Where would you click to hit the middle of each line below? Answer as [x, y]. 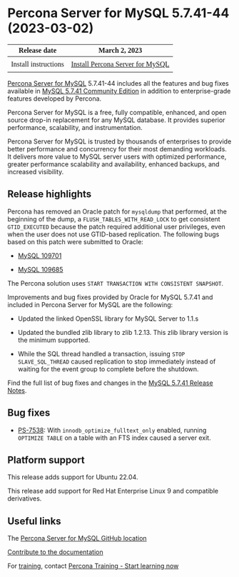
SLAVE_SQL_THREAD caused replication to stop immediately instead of [117, 361]
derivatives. [25, 498]
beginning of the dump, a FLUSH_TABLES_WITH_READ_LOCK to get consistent [114, 219]
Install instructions [37, 64]
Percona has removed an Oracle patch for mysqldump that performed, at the [117, 211]
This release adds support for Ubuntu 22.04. [73, 477]
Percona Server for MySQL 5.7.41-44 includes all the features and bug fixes [118, 83]
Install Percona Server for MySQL [120, 64]
